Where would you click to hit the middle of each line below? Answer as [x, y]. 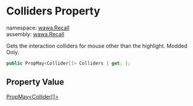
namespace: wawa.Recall [38, 28]
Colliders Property [53, 11]
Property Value [35, 82]
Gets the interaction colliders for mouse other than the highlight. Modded [97, 46]
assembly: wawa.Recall [35, 34]
